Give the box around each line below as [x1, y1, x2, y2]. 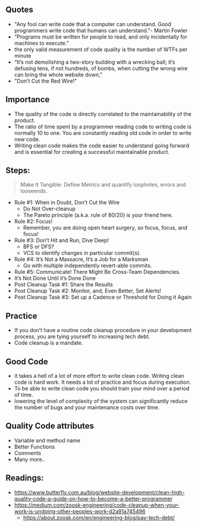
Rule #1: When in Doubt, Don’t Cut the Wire [14, 199, 120, 206]
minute [14, 52, 32, 59]
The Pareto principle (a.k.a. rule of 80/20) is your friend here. [23, 212, 173, 219]
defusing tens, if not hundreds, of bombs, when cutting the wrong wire [14, 65, 188, 72]
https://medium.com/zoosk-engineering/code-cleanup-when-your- [14, 501, 180, 509]
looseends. [20, 187, 48, 195]
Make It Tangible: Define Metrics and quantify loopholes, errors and [20, 181, 186, 188]
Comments [14, 449, 42, 456]
